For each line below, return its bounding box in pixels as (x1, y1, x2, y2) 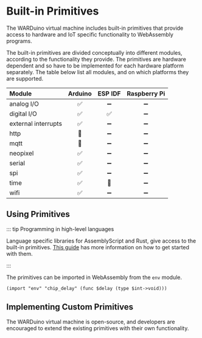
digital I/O (9, 109, 38, 118)
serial (9, 159, 26, 167)
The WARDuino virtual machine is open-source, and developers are (6, 318, 175, 325)
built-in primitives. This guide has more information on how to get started (6, 243, 190, 250)
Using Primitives (6, 209, 70, 219)
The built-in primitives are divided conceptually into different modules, (6, 49, 183, 56)
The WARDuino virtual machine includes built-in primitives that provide (6, 24, 184, 32)
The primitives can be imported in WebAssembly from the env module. (6, 274, 183, 281)
